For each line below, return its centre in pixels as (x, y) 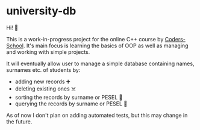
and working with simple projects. (48, 52)
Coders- (175, 39)
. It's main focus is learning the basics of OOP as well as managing (106, 46)
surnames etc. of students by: (43, 69)
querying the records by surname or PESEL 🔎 (71, 104)
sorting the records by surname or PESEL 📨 (69, 97)
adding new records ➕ (42, 81)
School (15, 46)
